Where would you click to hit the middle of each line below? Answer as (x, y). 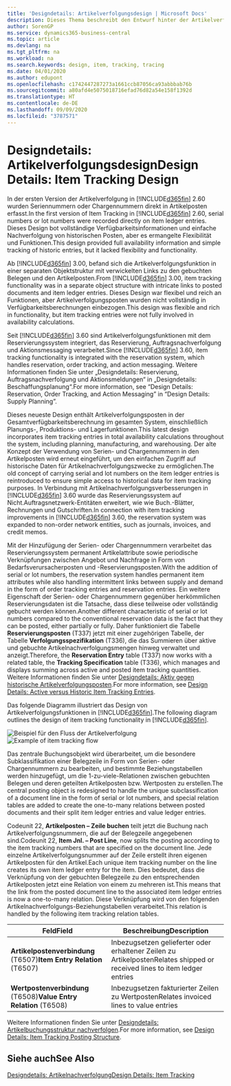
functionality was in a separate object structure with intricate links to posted (114, 285)
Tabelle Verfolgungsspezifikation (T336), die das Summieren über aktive (112, 640)
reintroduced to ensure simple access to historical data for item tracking (109, 481)
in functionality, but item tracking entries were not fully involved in (100, 314)
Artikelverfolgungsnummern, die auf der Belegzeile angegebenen (100, 833)
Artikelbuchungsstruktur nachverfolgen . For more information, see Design (111, 1029)
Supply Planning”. (32, 401)
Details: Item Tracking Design (93, 179)
